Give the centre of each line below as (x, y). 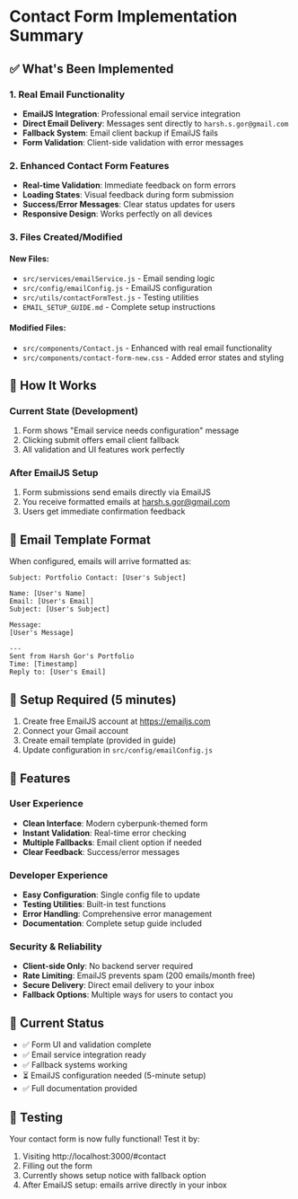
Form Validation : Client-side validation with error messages (133, 142)
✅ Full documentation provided (79, 1089)
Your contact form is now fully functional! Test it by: (105, 1139)
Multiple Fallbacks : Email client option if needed (112, 842)
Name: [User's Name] (48, 594)
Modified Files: (38, 327)
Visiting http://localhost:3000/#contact (94, 1157)
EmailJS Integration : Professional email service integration (131, 113)
